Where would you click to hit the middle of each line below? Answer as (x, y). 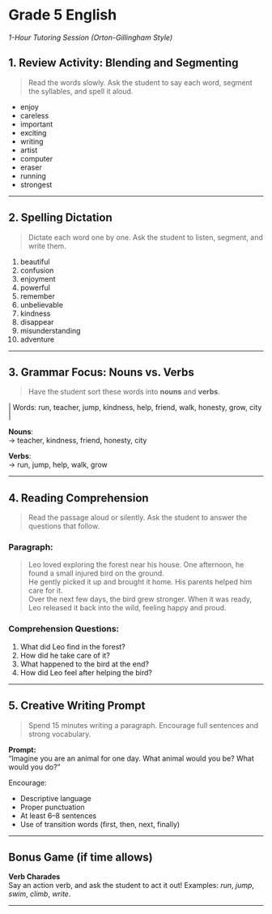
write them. (47, 246)
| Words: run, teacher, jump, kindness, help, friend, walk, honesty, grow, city (135, 407)
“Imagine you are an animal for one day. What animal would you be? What (131, 758)
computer (36, 158)
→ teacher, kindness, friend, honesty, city (78, 441)
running (33, 175)
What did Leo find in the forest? (72, 646)
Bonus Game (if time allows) (81, 857)
